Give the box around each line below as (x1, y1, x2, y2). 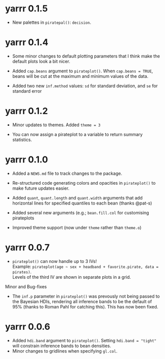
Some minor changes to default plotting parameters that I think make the (12, 53, 160, 59)
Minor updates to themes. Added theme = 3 (12, 122, 101, 128)
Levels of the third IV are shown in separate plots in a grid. (12, 274, 131, 280)
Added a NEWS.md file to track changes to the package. (12, 170, 123, 176)
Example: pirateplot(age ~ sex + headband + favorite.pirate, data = (12, 263, 159, 269)
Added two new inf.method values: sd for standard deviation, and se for (12, 83, 158, 89)
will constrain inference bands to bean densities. (12, 343, 111, 349)
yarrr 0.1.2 (5, 105, 48, 117)
